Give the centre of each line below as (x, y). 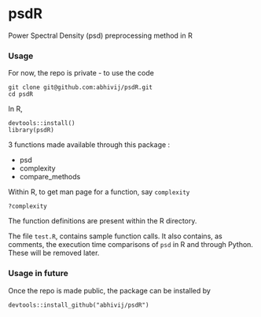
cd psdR (21, 94)
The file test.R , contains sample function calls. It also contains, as (115, 236)
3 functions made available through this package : (89, 145)
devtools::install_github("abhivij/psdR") (79, 305)
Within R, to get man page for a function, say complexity (99, 192)
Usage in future (38, 274)
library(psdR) (31, 131)
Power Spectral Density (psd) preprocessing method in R (100, 35)
